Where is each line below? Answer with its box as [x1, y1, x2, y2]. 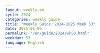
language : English [5, 40, 44, 45]
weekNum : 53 [5, 36, 30, 41]
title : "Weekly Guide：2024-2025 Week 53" [5, 21, 95, 27]
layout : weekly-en [5, 7, 44, 13]
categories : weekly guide [5, 17, 60, 22]
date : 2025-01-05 [5, 26, 42, 31]
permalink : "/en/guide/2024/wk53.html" [5, 31, 90, 36]
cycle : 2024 [5, 12, 30, 17]
